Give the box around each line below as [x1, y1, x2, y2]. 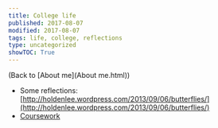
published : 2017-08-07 [8, 19, 84, 27]
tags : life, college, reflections [8, 33, 123, 42]
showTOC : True [8, 48, 56, 56]
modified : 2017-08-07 [8, 26, 80, 34]
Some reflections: [19, 86, 78, 95]
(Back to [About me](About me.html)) [8, 71, 130, 80]
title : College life [8, 11, 77, 20]
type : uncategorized [8, 41, 77, 49]
